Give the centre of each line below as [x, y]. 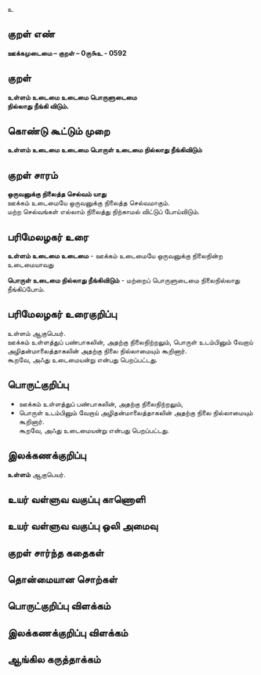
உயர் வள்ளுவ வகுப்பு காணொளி [76, 499]
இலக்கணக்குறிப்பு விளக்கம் [68, 633]
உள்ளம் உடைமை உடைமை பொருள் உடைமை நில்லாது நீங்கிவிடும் [105, 150]
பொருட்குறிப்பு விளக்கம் [59, 606]
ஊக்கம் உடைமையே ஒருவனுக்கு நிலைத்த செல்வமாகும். [89, 203]
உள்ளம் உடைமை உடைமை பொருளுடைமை [72, 97]
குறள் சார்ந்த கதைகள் [56, 553]
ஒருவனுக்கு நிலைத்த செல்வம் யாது [57, 194]
